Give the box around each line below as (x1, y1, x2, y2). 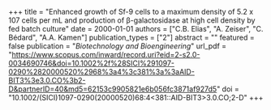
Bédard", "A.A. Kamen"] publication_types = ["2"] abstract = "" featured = (8, 32, 255, 42)
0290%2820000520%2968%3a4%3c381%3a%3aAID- (8, 67, 195, 76)
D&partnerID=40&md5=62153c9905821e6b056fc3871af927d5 (8, 84, 217, 94)
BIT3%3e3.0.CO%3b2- (8, 76, 86, 85)
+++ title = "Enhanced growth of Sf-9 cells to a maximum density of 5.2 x (8, 7, 254, 16)
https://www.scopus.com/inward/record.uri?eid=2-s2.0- (11, 50, 200, 59)
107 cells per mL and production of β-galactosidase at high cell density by (8, 15, 256, 25)
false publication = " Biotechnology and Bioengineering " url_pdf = (8, 41, 227, 51)
